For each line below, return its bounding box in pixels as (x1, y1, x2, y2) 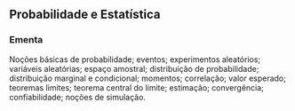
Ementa (9, 34, 44, 46)
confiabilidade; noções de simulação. (9, 91, 147, 102)
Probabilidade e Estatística (9, 7, 161, 22)
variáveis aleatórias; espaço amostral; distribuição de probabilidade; (9, 63, 259, 74)
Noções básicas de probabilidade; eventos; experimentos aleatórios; (9, 53, 261, 65)
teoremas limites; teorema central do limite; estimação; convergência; (9, 82, 265, 92)
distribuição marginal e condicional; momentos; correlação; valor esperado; (9, 73, 286, 83)
